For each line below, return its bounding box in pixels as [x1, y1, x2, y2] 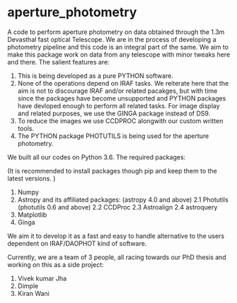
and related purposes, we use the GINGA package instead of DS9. [17, 109, 211, 118]
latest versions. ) [7, 174, 56, 183]
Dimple [17, 281, 39, 290]
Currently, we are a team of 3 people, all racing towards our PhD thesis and [7, 253, 226, 261]
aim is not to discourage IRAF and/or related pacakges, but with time [17, 86, 218, 95]
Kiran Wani [17, 289, 50, 297]
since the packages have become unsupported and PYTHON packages [17, 93, 226, 103]
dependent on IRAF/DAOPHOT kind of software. [7, 239, 147, 248]
